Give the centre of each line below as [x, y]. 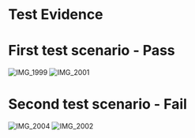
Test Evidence [56, 15]
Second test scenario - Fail [98, 104]
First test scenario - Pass [92, 51]
